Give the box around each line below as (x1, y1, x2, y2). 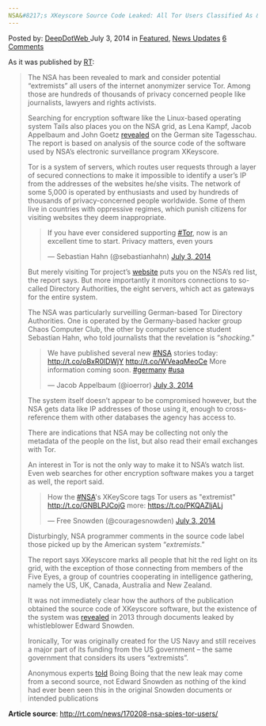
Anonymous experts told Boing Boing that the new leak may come (27, 668, 243, 678)
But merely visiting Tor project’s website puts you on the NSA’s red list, (27, 267, 257, 276)
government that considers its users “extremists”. (27, 652, 188, 662)
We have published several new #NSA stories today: (47, 348, 218, 357)
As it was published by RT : (8, 57, 95, 67)
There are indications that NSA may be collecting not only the (27, 428, 228, 437)
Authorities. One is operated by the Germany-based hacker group (27, 316, 242, 325)
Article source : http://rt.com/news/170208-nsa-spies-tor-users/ (8, 709, 218, 718)
